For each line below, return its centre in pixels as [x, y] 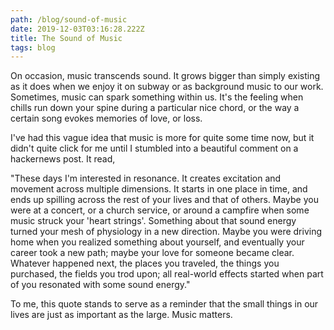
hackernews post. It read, [63, 159]
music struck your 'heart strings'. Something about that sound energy [153, 221]
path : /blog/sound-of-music [69, 19]
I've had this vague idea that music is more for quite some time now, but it [162, 138]
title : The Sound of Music [66, 38]
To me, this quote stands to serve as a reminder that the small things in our [164, 304]
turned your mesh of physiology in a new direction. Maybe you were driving [166, 232]
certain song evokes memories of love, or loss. [106, 118]
